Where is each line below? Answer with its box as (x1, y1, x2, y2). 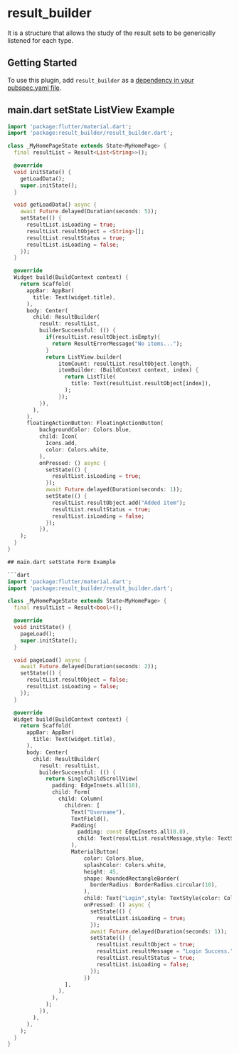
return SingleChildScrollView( (45, 775, 139, 782)
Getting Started (7, 57, 78, 69)
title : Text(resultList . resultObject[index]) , (70, 380, 212, 387)
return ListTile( (64, 373, 116, 381)
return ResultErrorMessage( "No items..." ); (52, 340, 183, 347)
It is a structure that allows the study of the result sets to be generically (7, 29, 216, 37)
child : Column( (58, 795, 103, 803)
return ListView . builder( (45, 353, 122, 361)
